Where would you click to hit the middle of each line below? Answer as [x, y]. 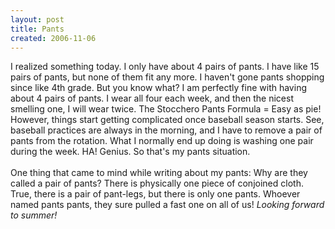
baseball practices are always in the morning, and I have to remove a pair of [166, 130]
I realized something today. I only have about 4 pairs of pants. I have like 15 [165, 67]
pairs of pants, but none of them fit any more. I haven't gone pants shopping [167, 77]
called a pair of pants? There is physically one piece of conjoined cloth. [157, 183]
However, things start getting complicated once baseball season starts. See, [167, 120]
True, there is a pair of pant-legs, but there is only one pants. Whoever [155, 194]
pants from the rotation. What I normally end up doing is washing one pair [162, 141]
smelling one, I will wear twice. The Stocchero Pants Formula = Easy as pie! [166, 109]
